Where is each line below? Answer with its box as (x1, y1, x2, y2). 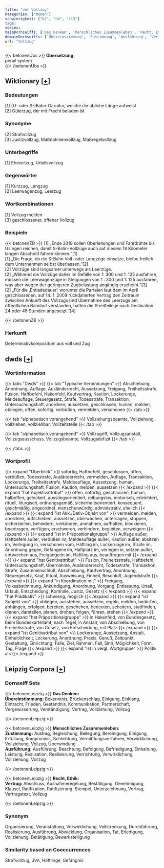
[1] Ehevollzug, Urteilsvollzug (5, 160, 63, 166)
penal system (5, 57, 32, 64)
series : (5, 25, 21, 30)
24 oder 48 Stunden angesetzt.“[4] (5, 308, 76, 314)
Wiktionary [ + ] (5, 77, 50, 86)
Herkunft (5, 329, 27, 336)
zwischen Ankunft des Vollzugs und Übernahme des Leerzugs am (5, 297, 138, 303)
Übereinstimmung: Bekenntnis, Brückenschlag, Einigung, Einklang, (5, 696, 141, 702)
